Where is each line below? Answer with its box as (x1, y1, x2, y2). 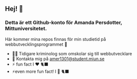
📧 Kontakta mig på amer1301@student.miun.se (12, 56, 105, 62)
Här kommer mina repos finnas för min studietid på (5, 36, 106, 42)
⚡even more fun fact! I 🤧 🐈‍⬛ (12, 68, 69, 74)
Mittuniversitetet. (5, 25, 47, 32)
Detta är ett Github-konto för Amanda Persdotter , (5, 19, 123, 26)
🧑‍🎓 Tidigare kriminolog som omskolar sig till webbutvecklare (12, 51, 132, 56)
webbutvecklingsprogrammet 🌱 (5, 41, 68, 47)
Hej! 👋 (5, 5, 23, 13)
